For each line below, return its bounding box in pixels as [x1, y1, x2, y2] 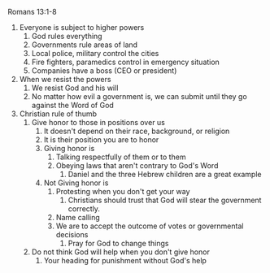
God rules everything [31, 32, 102, 41]
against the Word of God [31, 101, 115, 110]
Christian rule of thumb [19, 109, 98, 119]
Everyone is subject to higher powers [19, 23, 145, 32]
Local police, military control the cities [31, 49, 159, 58]
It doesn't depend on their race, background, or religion [43, 126, 230, 136]
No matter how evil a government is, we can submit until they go [31, 92, 247, 101]
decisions [55, 230, 89, 239]
